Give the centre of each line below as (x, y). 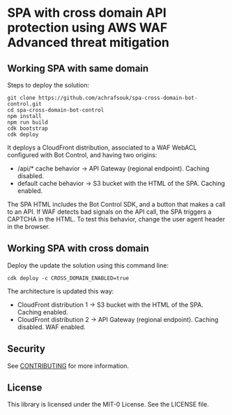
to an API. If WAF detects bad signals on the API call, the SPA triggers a (109, 212)
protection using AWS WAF (87, 28)
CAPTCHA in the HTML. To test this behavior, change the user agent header (116, 219)
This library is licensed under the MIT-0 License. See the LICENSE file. (108, 405)
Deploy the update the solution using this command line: (88, 265)
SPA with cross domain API (87, 13)
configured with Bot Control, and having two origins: (82, 155)
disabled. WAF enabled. (51, 327)
